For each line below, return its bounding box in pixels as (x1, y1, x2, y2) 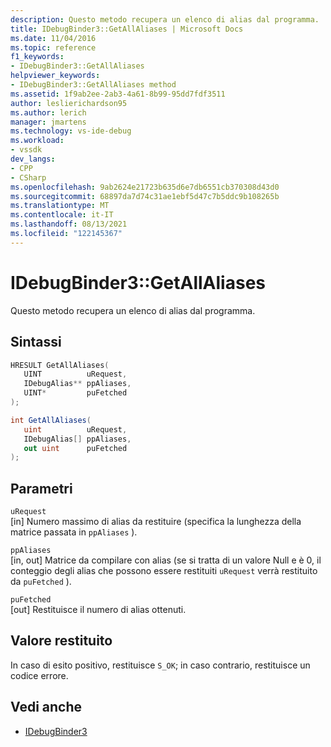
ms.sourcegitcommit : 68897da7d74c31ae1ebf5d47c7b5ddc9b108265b (10, 191, 280, 201)
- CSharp (10, 172, 47, 183)
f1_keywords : (10, 52, 65, 62)
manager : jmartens (10, 117, 87, 127)
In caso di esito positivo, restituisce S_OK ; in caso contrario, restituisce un (10, 659, 311, 671)
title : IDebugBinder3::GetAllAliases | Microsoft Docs (10, 24, 244, 34)
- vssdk (10, 145, 43, 155)
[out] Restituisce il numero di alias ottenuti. (10, 604, 187, 616)
